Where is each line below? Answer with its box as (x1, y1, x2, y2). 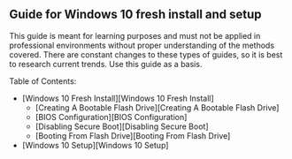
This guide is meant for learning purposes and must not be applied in (9, 30, 261, 41)
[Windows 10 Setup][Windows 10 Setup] (21, 140, 169, 150)
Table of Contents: (9, 75, 77, 87)
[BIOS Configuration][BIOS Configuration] (35, 111, 188, 122)
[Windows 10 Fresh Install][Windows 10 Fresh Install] (21, 93, 214, 103)
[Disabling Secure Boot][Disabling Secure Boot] (35, 121, 209, 132)
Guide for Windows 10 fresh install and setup (9, 7, 263, 22)
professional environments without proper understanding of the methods (9, 40, 275, 50)
